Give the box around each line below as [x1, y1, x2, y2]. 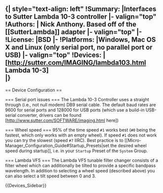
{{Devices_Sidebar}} [5, 182, 47, 188]
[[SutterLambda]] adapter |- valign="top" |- [5, 28, 142, 36]
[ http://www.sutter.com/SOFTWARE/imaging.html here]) [5, 117, 119, 123]
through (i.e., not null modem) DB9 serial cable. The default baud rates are [5, 102, 156, 108]
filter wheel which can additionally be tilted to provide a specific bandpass [5, 163, 156, 168]
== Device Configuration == [5, 87, 63, 93]
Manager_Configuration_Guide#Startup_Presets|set [5, 142, 109, 148]
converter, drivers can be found [17, 112, 82, 118]
